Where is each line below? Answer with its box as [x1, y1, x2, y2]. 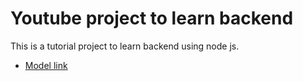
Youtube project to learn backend [10, 7, 294, 30]
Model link [24, 59, 68, 71]
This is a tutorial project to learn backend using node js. [10, 40, 240, 52]
